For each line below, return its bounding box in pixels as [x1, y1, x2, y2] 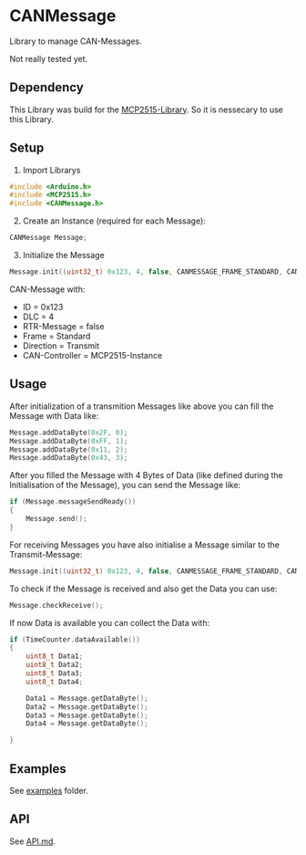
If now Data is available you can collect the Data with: [9, 617, 210, 628]
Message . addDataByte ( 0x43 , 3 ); [9, 454, 128, 463]
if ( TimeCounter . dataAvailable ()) [9, 635, 141, 644]
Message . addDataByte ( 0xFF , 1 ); [9, 436, 128, 445]
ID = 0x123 [22, 301, 64, 312]
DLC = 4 [22, 311, 55, 322]
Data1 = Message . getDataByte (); [25, 693, 148, 703]
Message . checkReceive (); [9, 600, 104, 610]
